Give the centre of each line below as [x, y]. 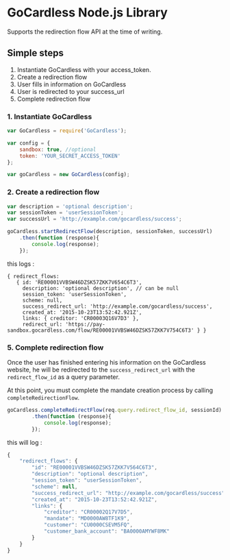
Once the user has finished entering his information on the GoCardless [107, 363]
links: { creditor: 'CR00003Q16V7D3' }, [80, 318]
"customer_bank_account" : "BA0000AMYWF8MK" [106, 532]
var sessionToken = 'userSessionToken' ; [66, 213]
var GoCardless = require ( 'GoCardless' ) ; [67, 131]
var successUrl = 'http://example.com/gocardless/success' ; [95, 219]
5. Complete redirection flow [55, 348]
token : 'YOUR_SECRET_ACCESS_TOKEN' [70, 156]
